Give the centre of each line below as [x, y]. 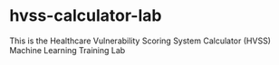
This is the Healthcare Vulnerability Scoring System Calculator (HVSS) [140, 41]
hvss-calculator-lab [86, 16]
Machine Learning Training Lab [67, 50]
